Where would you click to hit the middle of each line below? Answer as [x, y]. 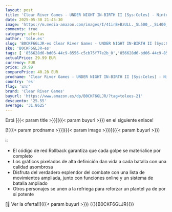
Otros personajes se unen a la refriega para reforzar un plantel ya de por [89, 189]
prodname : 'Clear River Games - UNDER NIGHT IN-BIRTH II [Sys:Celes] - [83, 77]
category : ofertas [25, 34]
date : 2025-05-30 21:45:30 [34, 20]
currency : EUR [20, 63]
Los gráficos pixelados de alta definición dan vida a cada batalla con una [90, 162]
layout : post [19, 10]
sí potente [23, 194]
